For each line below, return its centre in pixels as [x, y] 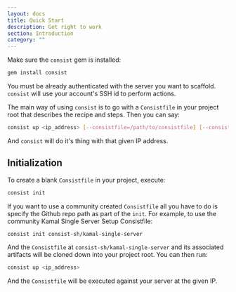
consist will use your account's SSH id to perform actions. [92, 93]
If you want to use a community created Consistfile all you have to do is [112, 206]
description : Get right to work [54, 27]
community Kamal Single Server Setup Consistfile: [80, 221]
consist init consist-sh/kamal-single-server [75, 234]
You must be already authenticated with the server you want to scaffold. [112, 86]
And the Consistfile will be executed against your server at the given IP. [112, 281]
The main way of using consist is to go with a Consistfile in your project [113, 107]
